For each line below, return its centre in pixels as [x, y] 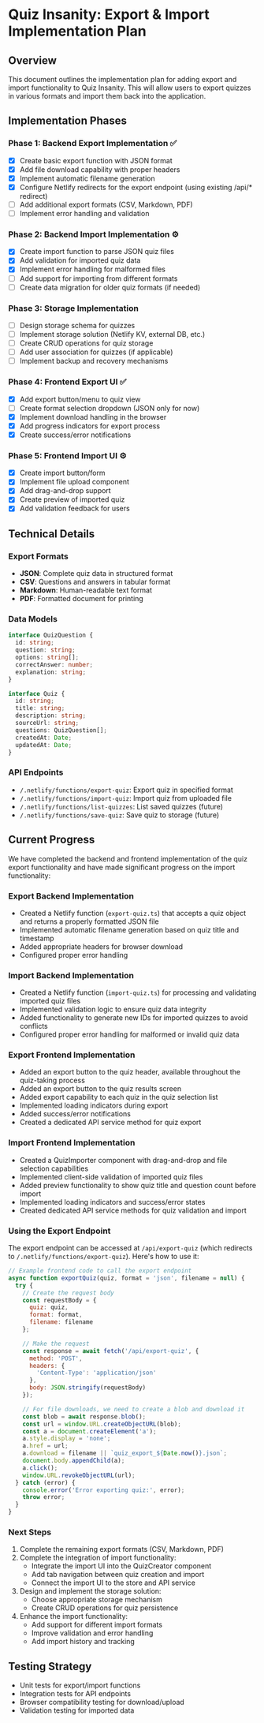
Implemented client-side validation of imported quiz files [111, 1176]
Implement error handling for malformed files [92, 269]
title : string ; [40, 708]
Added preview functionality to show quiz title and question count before [138, 1185]
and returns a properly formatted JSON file [89, 921]
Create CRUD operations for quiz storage [86, 343]
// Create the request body [68, 1293]
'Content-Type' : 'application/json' [97, 1373]
